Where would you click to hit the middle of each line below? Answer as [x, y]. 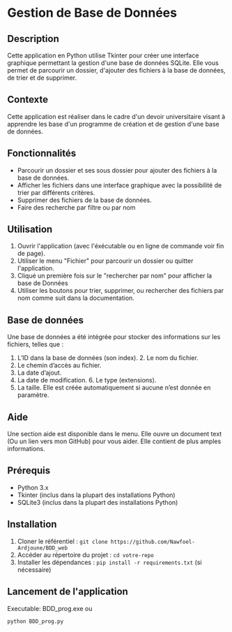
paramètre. [33, 395]
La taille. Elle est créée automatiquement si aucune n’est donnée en [114, 388]
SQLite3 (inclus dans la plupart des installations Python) [98, 502]
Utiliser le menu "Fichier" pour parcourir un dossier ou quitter [105, 261]
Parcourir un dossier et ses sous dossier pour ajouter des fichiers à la [117, 170]
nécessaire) [34, 569]
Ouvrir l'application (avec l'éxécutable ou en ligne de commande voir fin [121, 246]
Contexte [28, 100]
